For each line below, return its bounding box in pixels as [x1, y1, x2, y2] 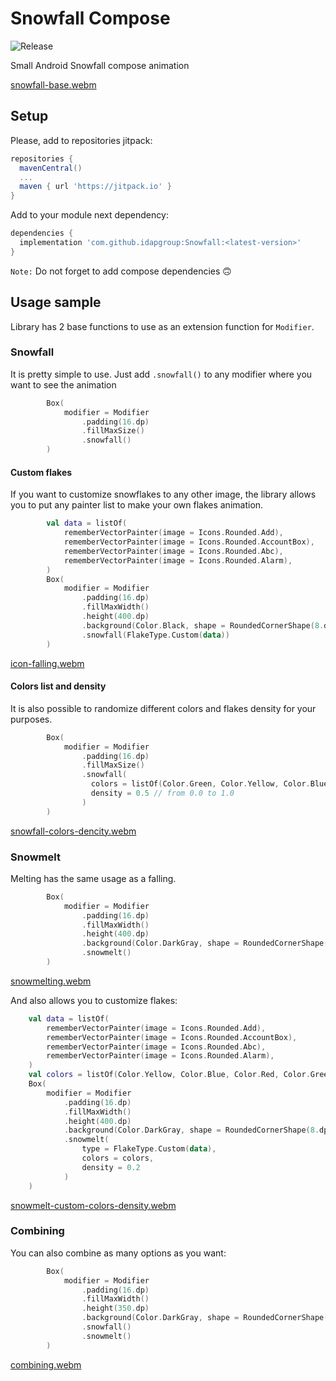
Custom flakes [10, 466, 73, 478]
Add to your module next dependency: [10, 209, 169, 221]
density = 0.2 [81, 1162, 141, 1172]
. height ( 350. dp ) [81, 1303, 150, 1314]
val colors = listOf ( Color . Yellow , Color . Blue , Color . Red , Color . [28, 1070, 311, 1080]
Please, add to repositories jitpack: [10, 134, 153, 146]
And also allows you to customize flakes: [10, 994, 178, 1006]
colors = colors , [81, 1153, 155, 1164]
